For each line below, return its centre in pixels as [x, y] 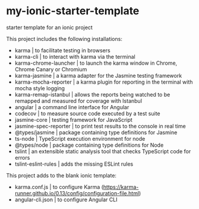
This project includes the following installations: [64, 39]
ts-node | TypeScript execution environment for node [80, 138]
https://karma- [121, 187]
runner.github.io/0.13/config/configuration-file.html [77, 193]
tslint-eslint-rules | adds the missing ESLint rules [74, 164]
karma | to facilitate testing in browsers [63, 50]
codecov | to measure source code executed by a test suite [87, 113]
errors [22, 157]
